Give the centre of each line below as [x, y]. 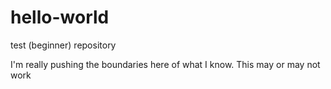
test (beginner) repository [63, 45]
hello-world [60, 17]
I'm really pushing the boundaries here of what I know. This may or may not [165, 64]
